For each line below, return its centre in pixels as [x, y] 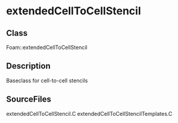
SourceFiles [29, 99]
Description [28, 66]
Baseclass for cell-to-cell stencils [47, 80]
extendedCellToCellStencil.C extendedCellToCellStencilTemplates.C [89, 113]
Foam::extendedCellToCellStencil [47, 47]
